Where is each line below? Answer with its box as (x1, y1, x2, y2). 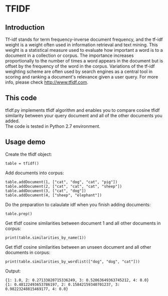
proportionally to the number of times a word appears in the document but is (5, 58, 163, 63)
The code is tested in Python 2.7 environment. (5, 123, 101, 129)
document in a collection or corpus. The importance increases (5, 52, 134, 58)
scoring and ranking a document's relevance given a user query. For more (5, 74, 158, 80)
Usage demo (5, 138, 46, 146)
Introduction (5, 23, 45, 32)
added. (5, 118, 20, 124)
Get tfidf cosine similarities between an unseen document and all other (5, 244, 151, 250)
